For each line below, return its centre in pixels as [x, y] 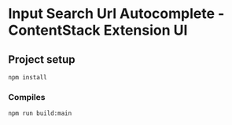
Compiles [27, 97]
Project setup [42, 59]
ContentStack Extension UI [98, 30]
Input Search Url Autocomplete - [116, 14]
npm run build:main [40, 114]
